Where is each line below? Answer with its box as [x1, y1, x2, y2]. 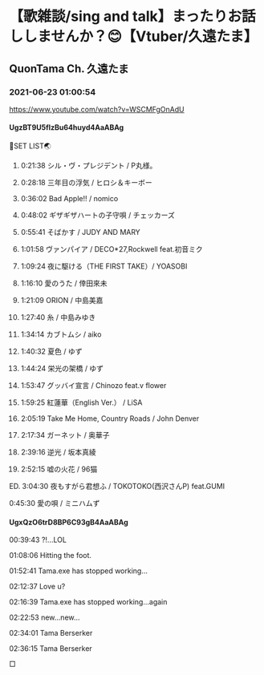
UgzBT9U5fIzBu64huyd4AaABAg [9, 123, 124, 132]
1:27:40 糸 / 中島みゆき [20, 313, 96, 322]
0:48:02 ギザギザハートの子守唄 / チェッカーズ [20, 210, 175, 220]
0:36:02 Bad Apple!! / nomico [20, 194, 119, 204]
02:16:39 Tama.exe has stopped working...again [9, 597, 168, 607]
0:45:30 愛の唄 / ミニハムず [9, 499, 100, 508]
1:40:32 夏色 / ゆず [20, 346, 83, 357]
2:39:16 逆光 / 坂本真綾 [20, 447, 96, 457]
